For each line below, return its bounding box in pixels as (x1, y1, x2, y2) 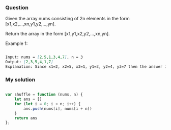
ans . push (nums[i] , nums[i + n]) (23, 106, 93, 111)
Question (5, 4, 29, 11)
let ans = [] (14, 97, 42, 102)
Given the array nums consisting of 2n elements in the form (5, 16, 130, 22)
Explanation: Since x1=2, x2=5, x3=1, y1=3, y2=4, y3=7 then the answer (5, 64, 163, 69)
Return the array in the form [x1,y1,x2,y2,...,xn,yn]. (5, 31, 110, 37)
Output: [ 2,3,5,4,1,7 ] (5, 60, 53, 65)
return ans (14, 115, 38, 120)
